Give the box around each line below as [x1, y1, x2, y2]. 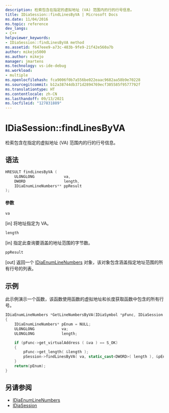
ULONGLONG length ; [14, 331, 78, 336]
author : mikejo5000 [5, 49, 46, 54]
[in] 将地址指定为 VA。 [5, 221, 52, 227]
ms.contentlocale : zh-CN [5, 91, 57, 96]
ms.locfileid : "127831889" [5, 101, 62, 106]
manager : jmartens [5, 59, 44, 64]
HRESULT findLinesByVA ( [5, 169, 57, 174]
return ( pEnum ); [14, 364, 46, 369]
